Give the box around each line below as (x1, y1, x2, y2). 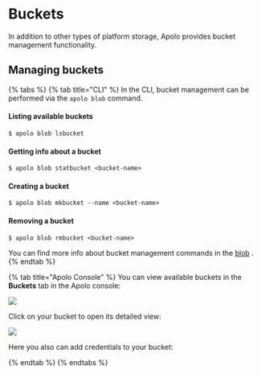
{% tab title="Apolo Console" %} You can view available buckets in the (8, 272, 243, 282)
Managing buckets (8, 64, 104, 77)
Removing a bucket (8, 216, 75, 225)
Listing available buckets (8, 112, 94, 121)
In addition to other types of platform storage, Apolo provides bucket (8, 31, 235, 41)
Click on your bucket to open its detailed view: (8, 311, 162, 321)
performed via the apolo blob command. (8, 93, 143, 103)
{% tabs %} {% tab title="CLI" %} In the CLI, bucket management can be (8, 84, 250, 94)
